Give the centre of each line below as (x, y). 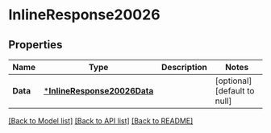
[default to (235, 91)
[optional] (233, 81)
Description (184, 67)
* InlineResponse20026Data (98, 91)
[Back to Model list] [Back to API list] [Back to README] (101, 121)
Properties (35, 45)
